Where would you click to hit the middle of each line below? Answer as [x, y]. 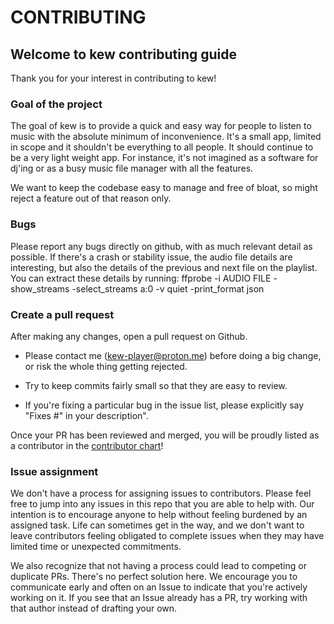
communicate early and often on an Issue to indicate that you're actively [159, 587]
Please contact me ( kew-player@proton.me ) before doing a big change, [173, 355]
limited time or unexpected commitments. [96, 547]
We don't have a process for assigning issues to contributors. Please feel [161, 493]
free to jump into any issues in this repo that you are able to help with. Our [162, 504]
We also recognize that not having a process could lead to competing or [158, 566]
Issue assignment [54, 471]
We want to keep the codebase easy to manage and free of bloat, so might [164, 188]
